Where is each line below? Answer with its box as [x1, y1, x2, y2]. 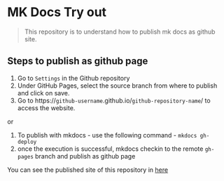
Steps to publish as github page [7, 55, 148, 67]
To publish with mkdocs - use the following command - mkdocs [17, 130, 197, 139]
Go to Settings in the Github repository [17, 74, 130, 82]
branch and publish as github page [34, 152, 136, 160]
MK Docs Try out [7, 4, 107, 20]
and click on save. [17, 88, 70, 97]
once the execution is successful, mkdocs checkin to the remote [17, 145, 204, 153]
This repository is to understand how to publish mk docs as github [24, 27, 216, 36]
